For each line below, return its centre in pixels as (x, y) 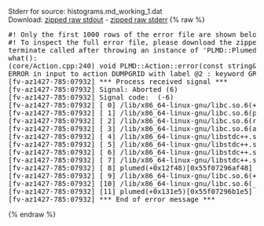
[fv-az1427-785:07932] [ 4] (62, 137)
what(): (23, 58)
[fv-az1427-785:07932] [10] (62, 184)
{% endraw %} (32, 214)
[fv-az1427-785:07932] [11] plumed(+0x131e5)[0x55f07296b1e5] (130, 191)
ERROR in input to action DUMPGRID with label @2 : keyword (126, 74)
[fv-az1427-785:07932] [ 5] (62, 144)
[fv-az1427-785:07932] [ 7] (62, 160)
